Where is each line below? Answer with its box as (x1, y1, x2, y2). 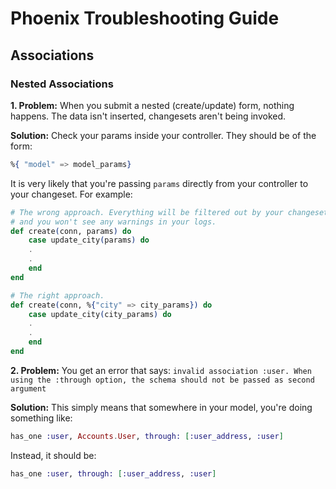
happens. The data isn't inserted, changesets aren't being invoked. (10, 110, 287, 122)
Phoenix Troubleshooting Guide (10, 7, 280, 30)
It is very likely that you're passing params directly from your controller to (10, 177, 309, 189)
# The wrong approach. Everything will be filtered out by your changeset (10, 207, 329, 217)
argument (10, 383, 47, 394)
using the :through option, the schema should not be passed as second (10, 375, 315, 385)
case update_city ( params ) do (28, 235, 150, 246)
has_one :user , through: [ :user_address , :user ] (10, 468, 217, 479)
